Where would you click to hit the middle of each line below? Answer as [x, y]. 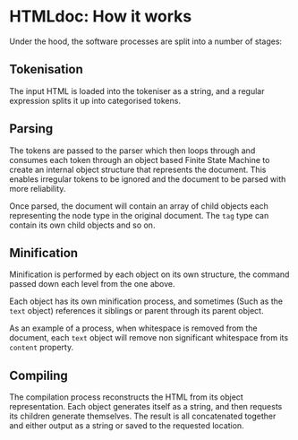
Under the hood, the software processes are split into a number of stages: [146, 41]
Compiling [39, 375]
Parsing [31, 129]
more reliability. [38, 188]
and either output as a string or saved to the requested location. [127, 426]
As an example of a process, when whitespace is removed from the [133, 328]
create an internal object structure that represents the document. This [138, 169]
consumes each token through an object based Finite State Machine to [140, 160]
